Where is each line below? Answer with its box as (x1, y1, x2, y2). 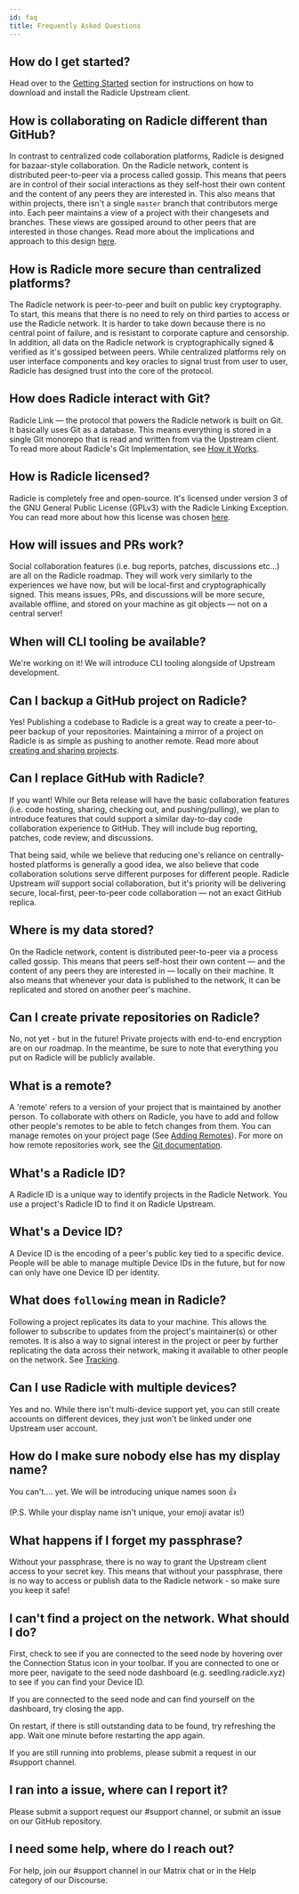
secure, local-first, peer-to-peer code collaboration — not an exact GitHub (9, 887, 282, 898)
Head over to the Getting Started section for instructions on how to (9, 77, 254, 89)
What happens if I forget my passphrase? (9, 1532, 243, 1548)
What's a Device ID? (9, 1224, 123, 1240)
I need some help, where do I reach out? (9, 1841, 234, 1857)
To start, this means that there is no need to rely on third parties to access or (9, 308, 290, 319)
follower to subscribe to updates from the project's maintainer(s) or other (9, 1326, 278, 1337)
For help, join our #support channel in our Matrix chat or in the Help (9, 1865, 256, 1875)
